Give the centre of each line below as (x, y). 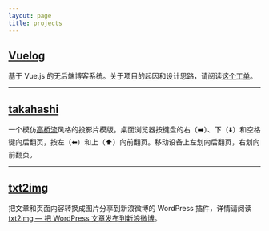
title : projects (35, 23)
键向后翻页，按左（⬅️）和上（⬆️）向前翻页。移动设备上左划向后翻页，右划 (131, 142)
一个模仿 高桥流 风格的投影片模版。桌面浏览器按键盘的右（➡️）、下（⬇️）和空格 (134, 130)
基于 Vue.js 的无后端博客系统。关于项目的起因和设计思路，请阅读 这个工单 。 (133, 76)
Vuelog (27, 56)
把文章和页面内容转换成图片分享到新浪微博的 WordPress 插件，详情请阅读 (130, 208)
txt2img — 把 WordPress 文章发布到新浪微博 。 (85, 218)
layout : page (30, 16)
